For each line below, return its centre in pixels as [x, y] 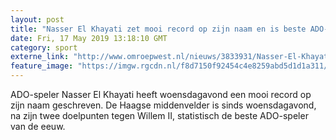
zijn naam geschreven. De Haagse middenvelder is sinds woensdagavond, [163, 105]
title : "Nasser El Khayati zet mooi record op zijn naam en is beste [158, 29]
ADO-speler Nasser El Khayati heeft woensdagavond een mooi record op [161, 94]
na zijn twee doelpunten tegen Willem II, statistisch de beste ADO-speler [159, 115]
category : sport [44, 47]
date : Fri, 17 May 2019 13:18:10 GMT [89, 38]
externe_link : [40, 57]
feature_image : [42, 66]
